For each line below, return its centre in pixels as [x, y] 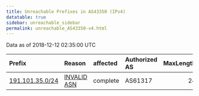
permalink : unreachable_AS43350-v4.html [57, 28]
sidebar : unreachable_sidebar [44, 23]
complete [106, 81]
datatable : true [26, 17]
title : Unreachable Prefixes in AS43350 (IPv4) [66, 12]
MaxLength [180, 63]
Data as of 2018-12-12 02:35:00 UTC [51, 45]
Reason [75, 63]
